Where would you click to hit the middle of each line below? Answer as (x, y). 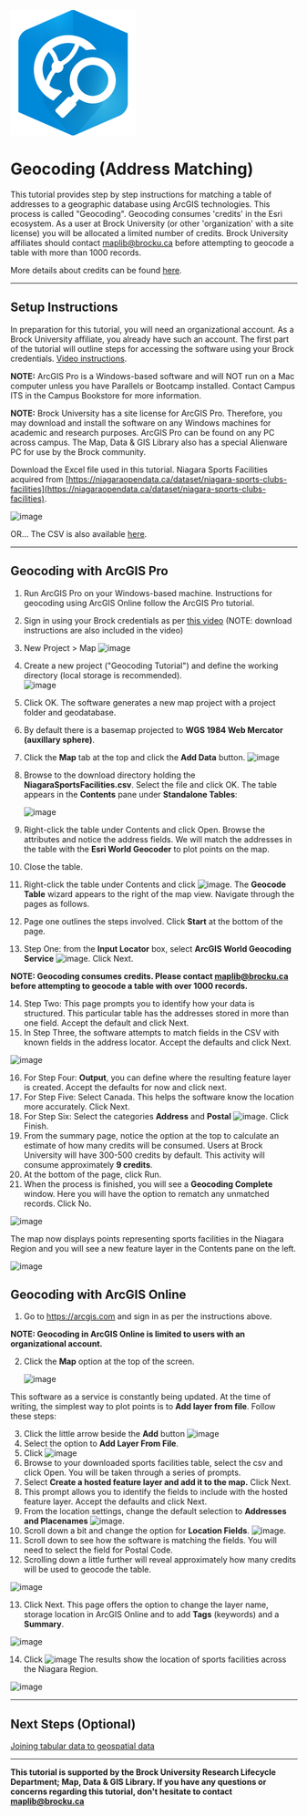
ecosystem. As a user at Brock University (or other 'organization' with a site (152, 223)
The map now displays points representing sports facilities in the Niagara (147, 1238)
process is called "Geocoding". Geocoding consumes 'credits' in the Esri (147, 213)
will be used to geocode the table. (87, 1570)
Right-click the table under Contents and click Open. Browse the (144, 830)
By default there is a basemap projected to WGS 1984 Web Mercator (153, 729)
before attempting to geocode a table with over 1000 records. (129, 985)
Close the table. (53, 866)
